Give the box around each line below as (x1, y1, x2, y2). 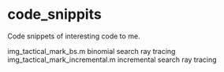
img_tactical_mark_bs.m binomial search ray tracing (7, 46, 176, 56)
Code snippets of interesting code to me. (7, 31, 140, 41)
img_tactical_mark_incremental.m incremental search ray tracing (7, 55, 218, 64)
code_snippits (7, 5, 102, 23)
